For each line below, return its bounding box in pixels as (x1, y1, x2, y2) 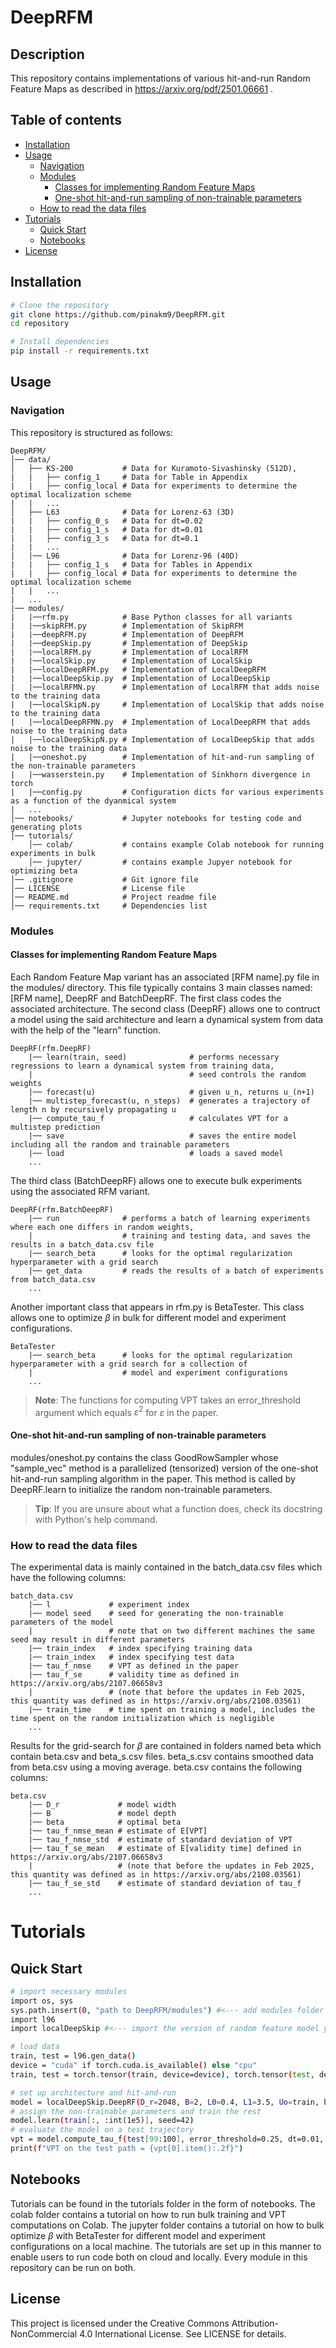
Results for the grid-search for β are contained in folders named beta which (10, 1739, 322, 1751)
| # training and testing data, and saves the (28, 1231, 311, 1241)
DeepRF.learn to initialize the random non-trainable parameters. (10, 1483, 273, 1495)
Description (10, 46, 85, 63)
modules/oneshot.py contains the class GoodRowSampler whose (10, 1451, 279, 1463)
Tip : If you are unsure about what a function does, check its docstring (34, 1502, 323, 1515)
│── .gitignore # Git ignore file (10, 874, 199, 885)
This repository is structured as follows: (10, 426, 174, 438)
